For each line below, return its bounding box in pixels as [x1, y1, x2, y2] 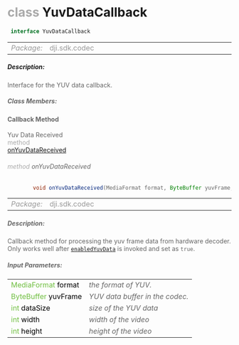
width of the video [88, 314, 149, 324]
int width [11, 314, 41, 324]
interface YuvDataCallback [10, 28, 91, 35]
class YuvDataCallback [7, 4, 148, 21]
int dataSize [11, 303, 51, 313]
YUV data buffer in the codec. [88, 292, 188, 302]
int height [11, 327, 43, 336]
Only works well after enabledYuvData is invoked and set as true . [7, 245, 196, 253]
